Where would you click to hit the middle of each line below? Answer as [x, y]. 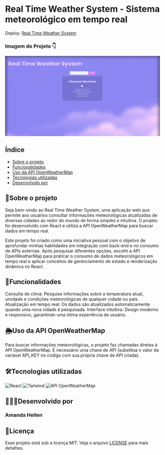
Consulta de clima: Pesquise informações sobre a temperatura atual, [74, 294]
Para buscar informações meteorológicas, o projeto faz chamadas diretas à [81, 345]
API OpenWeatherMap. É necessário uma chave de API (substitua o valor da [82, 350]
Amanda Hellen [24, 415]
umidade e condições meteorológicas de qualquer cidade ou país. [72, 299]
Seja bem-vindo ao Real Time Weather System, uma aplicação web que [77, 210]
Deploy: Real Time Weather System [41, 33]
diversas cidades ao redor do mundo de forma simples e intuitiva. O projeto [82, 220]
